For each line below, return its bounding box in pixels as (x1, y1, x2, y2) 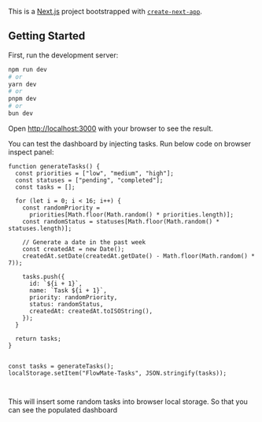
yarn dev (8, 80, 37, 88)
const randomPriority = (22, 204, 101, 212)
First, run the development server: (8, 50, 119, 60)
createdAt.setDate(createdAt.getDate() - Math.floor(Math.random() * (22, 252, 256, 260)
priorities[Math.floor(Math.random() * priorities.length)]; (28, 210, 234, 219)
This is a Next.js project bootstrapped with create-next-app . (8, 7, 203, 16)
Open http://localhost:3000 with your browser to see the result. (8, 124, 214, 133)
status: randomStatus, (28, 300, 104, 308)
